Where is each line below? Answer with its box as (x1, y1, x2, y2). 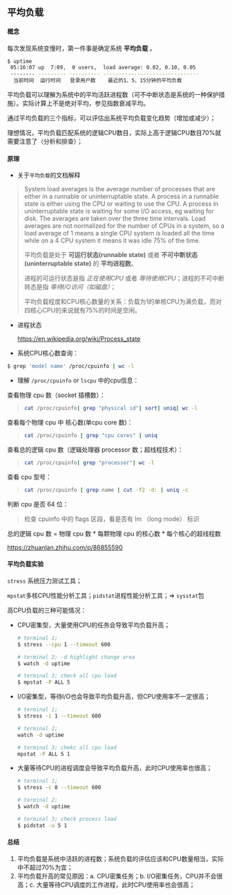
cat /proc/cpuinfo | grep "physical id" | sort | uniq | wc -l (23, 405, 198, 412)
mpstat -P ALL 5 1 (17, 750, 70, 757)
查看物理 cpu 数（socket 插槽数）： (7, 391, 106, 400)
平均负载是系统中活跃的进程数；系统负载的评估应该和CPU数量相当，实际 (17, 854, 224, 862)
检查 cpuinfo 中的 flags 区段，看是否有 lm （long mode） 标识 (23, 515, 200, 523)
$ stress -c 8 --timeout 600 (17, 784, 101, 791)
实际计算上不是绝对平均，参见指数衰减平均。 (21, 99, 150, 107)
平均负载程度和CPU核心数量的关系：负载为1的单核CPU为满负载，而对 (23, 297, 222, 306)
